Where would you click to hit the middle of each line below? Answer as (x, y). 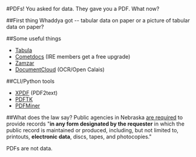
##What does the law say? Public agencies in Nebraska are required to (95, 117)
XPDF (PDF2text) (36, 93)
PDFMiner (28, 106)
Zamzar (24, 63)
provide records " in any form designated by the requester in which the (95, 124)
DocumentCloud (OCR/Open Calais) (60, 69)
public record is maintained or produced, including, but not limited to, (92, 130)
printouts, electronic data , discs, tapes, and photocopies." (79, 136)
